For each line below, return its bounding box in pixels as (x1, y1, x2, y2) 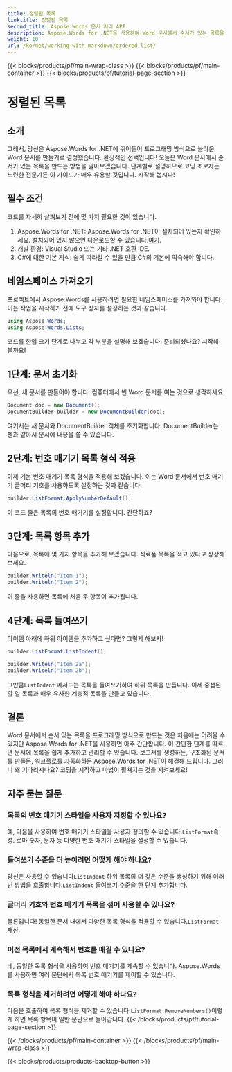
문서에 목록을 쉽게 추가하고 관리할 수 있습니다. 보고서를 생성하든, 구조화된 (14, 748, 213, 757)
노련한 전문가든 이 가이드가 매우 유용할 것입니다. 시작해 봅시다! (7, 170, 175, 179)
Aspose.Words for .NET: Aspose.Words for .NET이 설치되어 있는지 (17, 227, 203, 236)
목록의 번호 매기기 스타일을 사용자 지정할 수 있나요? (7, 810, 167, 820)
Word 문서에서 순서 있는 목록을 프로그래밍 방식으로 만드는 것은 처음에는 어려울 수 (7, 731, 226, 739)
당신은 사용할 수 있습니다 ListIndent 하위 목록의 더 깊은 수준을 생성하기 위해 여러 (7, 872, 225, 881)
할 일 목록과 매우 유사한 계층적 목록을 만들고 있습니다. (7, 689, 151, 697)
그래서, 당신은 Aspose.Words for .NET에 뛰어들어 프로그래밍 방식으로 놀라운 (7, 145, 215, 152)
